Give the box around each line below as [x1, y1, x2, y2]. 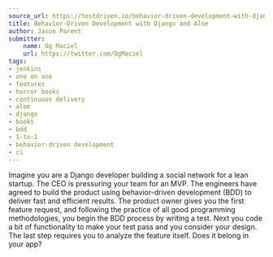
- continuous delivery [8, 95, 85, 103]
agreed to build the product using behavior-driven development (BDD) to [8, 188, 252, 198]
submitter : [8, 34, 45, 43]
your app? [8, 239, 42, 249]
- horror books [8, 87, 60, 96]
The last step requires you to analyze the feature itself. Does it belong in [8, 231, 249, 241]
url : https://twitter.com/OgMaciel [23, 50, 144, 58]
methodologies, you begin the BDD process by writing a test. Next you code [8, 213, 262, 224]
